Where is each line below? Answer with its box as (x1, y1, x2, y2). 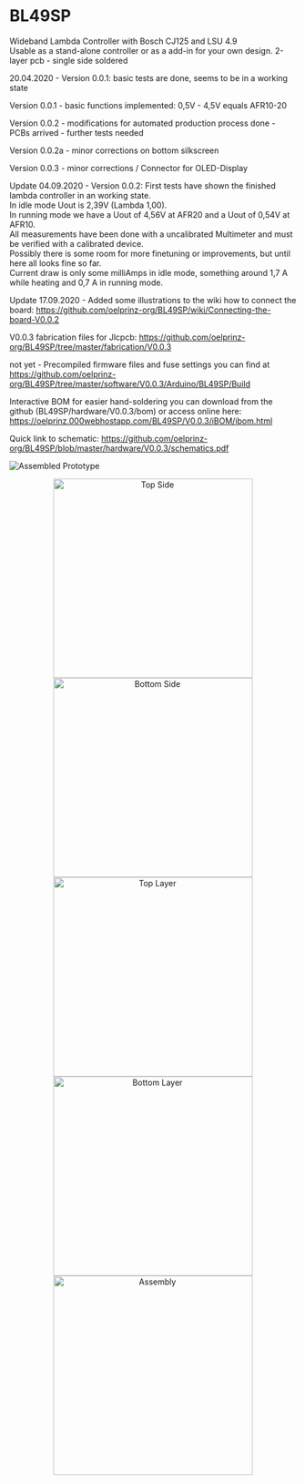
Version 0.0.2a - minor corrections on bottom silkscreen (9, 145, 219, 156)
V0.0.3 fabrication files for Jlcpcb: (9, 332, 137, 343)
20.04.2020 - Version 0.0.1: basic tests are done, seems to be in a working (9, 72, 289, 83)
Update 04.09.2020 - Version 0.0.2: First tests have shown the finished (9, 179, 276, 191)
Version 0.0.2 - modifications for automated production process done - (9, 118, 276, 128)
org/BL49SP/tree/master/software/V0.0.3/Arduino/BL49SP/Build (9, 378, 250, 389)
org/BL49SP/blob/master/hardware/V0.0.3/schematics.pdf (9, 443, 229, 454)
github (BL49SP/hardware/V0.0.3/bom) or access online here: (9, 405, 242, 416)
